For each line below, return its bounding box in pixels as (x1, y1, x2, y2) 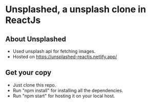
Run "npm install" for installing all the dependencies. (12, 87, 123, 93)
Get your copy (5, 68, 52, 77)
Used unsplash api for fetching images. (12, 48, 96, 54)
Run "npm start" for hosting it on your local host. (12, 93, 115, 99)
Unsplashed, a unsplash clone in (5, 4, 146, 15)
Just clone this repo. (12, 82, 56, 88)
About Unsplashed (5, 35, 67, 43)
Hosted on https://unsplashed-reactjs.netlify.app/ (12, 54, 117, 60)
